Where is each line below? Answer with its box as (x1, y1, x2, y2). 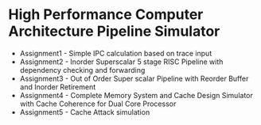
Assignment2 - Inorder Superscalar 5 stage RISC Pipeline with (19, 57, 224, 66)
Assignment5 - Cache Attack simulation (19, 107, 150, 116)
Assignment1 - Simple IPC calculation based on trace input (19, 48, 212, 58)
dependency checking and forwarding (19, 65, 146, 74)
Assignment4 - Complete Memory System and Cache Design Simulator (19, 90, 253, 100)
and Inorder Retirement (19, 81, 96, 92)
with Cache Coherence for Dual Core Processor (19, 99, 177, 108)
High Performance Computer (8, 6, 204, 24)
